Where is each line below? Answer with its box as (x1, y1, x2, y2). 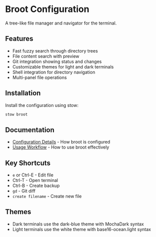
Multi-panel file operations (12, 74, 67, 80)
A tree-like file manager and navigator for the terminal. (5, 20, 117, 26)
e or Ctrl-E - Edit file (12, 172, 54, 178)
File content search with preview (12, 53, 80, 59)
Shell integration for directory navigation (12, 69, 96, 75)
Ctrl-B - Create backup (12, 182, 60, 188)
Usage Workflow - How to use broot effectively (12, 144, 110, 150)
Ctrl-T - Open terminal (12, 177, 58, 183)
